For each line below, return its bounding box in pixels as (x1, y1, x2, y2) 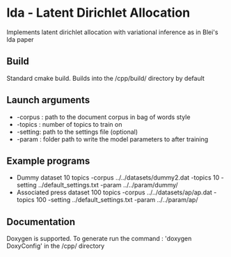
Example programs (6, 155, 90, 166)
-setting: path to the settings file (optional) (16, 127, 138, 136)
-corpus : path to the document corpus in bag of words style (16, 113, 191, 121)
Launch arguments (6, 94, 90, 106)
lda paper (6, 35, 34, 43)
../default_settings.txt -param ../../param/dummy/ (38, 181, 178, 189)
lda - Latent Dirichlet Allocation (6, 5, 191, 21)
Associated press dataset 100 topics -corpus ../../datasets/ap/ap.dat (16, 188, 213, 196)
